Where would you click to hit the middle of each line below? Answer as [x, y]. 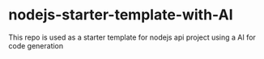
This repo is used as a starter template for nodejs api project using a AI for [132, 37]
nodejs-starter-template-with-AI [121, 15]
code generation [36, 45]
